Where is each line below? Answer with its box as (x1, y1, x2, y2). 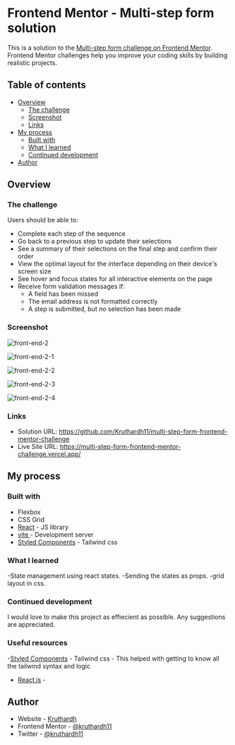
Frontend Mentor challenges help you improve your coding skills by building (7, 51, 228, 59)
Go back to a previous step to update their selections (17, 237, 171, 246)
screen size (17, 267, 52, 275)
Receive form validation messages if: (17, 282, 126, 291)
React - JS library (17, 523, 69, 531)
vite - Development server (17, 530, 94, 539)
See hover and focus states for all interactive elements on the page (17, 275, 213, 283)
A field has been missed (28, 290, 99, 298)
